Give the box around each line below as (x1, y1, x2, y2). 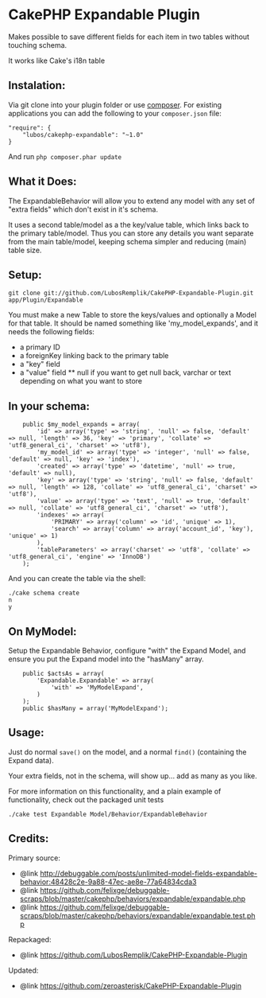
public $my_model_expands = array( (22, 420, 141, 429)
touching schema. (8, 40, 67, 49)
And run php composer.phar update (8, 151, 122, 161)
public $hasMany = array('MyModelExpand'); (22, 704, 169, 712)
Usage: (8, 726, 45, 739)
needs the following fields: (8, 327, 95, 337)
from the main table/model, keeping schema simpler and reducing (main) (8, 236, 247, 246)
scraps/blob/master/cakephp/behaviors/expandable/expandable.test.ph (19, 910, 256, 920)
